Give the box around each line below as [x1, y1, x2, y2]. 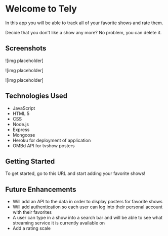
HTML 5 [12, 110, 30, 116]
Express [12, 127, 30, 133]
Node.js [12, 121, 29, 127]
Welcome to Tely [5, 3, 77, 15]
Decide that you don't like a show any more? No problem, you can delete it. [5, 29, 162, 35]
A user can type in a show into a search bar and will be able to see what [12, 215, 163, 221]
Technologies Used [5, 92, 67, 100]
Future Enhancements [5, 185, 77, 194]
